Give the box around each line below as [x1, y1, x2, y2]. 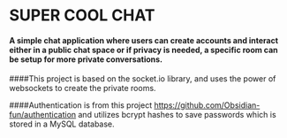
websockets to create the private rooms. [9, 83, 156, 94]
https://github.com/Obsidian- [154, 100, 261, 111]
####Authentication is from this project [9, 100, 153, 111]
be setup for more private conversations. [9, 54, 163, 65]
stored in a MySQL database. [9, 119, 115, 129]
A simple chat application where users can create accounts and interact [9, 34, 279, 45]
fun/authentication [9, 110, 77, 120]
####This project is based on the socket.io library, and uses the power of [9, 73, 276, 84]
